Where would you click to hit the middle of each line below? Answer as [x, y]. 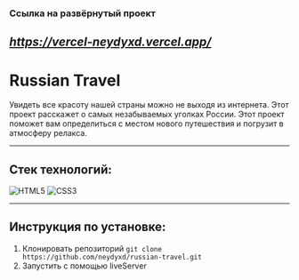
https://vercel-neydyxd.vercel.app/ [110, 42]
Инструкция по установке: [88, 227]
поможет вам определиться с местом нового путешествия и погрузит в [146, 124]
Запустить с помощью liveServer [84, 266]
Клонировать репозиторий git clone [92, 248]
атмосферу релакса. [48, 133]
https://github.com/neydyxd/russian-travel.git [112, 257]
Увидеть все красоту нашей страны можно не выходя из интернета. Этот [149, 105]
